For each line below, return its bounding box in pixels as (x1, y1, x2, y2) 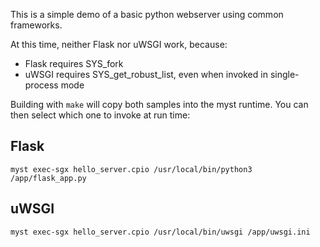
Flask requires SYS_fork (24, 58, 124, 69)
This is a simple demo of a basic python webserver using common (10, 9, 284, 20)
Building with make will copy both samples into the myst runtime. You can (10, 99, 309, 110)
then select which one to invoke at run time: (10, 109, 191, 121)
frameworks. (10, 19, 63, 31)
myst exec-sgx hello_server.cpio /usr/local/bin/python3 (10, 164, 253, 174)
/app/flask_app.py (10, 173, 87, 183)
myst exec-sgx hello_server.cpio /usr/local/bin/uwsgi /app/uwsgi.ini (10, 227, 311, 237)
